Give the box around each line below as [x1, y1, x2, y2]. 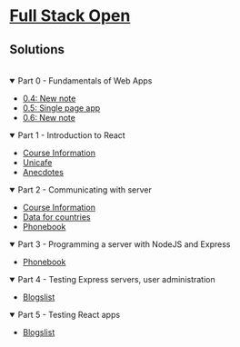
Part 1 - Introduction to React [17, 130, 125, 141]
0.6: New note [22, 113, 75, 123]
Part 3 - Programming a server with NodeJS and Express [17, 239, 231, 250]
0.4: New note [22, 93, 76, 104]
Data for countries [22, 212, 91, 223]
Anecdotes [22, 167, 64, 177]
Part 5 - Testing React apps [17, 310, 121, 320]
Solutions [9, 42, 65, 57]
